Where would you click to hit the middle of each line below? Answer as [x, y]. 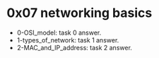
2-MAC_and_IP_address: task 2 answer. [74, 47]
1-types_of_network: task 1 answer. [68, 40]
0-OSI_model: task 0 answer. [59, 33]
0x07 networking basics [79, 13]
